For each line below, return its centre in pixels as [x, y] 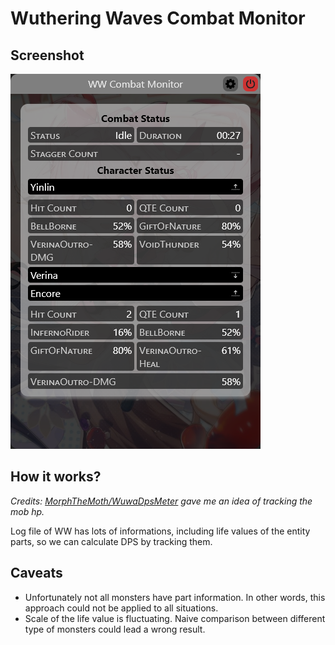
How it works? [56, 477]
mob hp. [27, 511]
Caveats [36, 573]
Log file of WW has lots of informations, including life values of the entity [160, 531]
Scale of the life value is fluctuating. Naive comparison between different [175, 618]
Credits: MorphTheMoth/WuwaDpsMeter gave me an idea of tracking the [161, 501]
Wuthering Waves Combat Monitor [158, 18]
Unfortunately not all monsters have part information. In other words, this [175, 597]
